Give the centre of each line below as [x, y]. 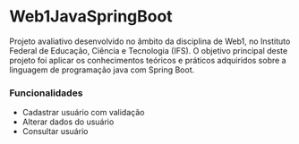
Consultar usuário [55, 131]
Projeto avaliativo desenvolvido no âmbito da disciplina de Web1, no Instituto [150, 41]
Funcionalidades [46, 93]
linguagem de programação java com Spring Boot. [102, 70]
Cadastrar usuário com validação [83, 113]
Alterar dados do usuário [68, 122]
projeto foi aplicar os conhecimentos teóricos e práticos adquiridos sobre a [148, 60]
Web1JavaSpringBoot [91, 17]
